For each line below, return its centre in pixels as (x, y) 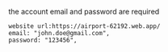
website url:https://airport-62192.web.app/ (84, 26)
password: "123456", (43, 40)
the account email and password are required (84, 12)
